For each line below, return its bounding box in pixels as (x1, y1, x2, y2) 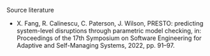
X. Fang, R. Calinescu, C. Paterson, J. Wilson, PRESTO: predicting (16, 19, 204, 27)
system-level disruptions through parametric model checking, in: (16, 27, 202, 35)
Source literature (6, 6, 55, 14)
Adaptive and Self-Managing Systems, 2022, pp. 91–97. (16, 41, 175, 49)
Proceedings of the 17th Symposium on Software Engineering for (16, 34, 202, 42)
